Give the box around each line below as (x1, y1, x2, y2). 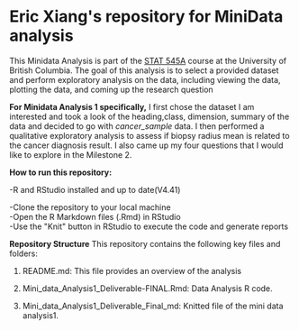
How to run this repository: (9, 167, 113, 178)
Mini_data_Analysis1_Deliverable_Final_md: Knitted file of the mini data (22, 300, 284, 311)
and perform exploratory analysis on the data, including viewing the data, (9, 74, 281, 85)
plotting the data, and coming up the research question (9, 84, 213, 95)
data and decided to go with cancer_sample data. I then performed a (9, 120, 265, 132)
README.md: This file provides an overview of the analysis (22, 265, 241, 276)
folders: (9, 248, 38, 259)
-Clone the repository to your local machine (9, 201, 171, 213)
